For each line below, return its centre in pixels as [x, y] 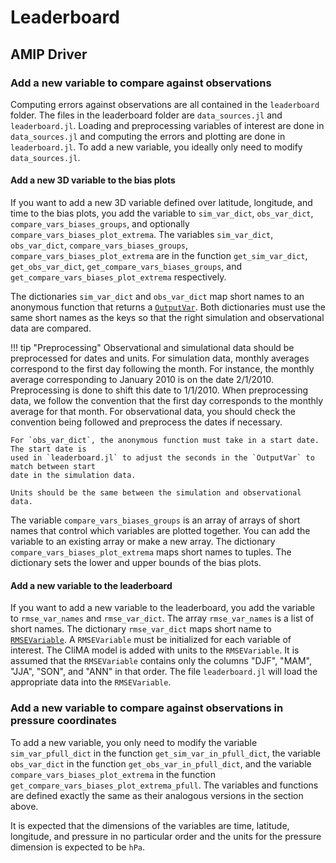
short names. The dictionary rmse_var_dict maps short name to [141, 629]
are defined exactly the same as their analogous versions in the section [157, 795]
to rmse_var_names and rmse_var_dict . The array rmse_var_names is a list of [162, 618]
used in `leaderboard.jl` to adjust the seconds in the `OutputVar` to [162, 458]
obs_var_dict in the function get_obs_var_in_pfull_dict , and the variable [161, 763]
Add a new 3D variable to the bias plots [93, 180]
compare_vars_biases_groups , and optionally [100, 224]
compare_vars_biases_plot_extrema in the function [113, 774]
